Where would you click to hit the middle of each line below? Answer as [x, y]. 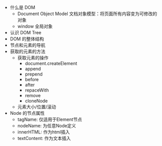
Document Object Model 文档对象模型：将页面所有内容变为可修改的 [87, 14]
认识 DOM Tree [26, 32]
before [32, 79]
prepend [34, 74]
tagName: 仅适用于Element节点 [50, 119]
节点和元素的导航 [28, 45]
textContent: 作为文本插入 [44, 138]
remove [33, 95]
